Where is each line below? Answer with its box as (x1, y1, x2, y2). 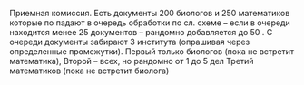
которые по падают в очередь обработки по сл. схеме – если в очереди (9, 17, 290, 28)
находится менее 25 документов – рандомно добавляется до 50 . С (9, 27, 273, 37)
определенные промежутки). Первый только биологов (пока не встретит (9, 46, 295, 57)
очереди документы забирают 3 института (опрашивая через (9, 36, 250, 47)
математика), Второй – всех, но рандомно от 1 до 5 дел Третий (9, 56, 254, 66)
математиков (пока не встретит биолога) (9, 65, 170, 76)
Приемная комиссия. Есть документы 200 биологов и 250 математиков (9, 8, 290, 18)
